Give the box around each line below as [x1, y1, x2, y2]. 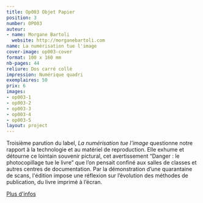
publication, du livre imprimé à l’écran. [6, 179, 103, 186]
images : [6, 89, 26, 95]
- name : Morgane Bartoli [6, 32, 70, 38]
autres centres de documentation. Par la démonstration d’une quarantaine [6, 166, 193, 173]
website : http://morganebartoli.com [12, 37, 105, 43]
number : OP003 [6, 20, 43, 26]
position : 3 [6, 15, 37, 21]
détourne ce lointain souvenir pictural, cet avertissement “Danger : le [6, 152, 180, 160]
